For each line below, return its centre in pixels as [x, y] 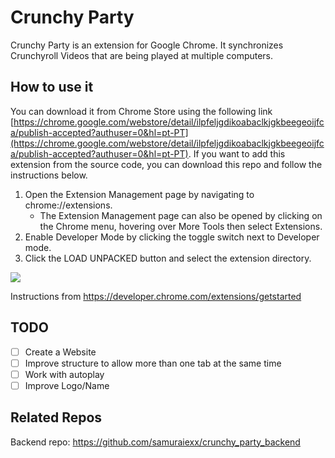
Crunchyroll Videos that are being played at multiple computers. [142, 55]
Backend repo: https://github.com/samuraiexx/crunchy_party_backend [155, 442]
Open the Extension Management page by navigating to [139, 194]
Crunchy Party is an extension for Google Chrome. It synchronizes [147, 45]
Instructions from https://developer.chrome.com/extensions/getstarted [156, 296]
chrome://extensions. [68, 205]
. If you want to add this [237, 153]
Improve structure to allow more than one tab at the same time [153, 363]
